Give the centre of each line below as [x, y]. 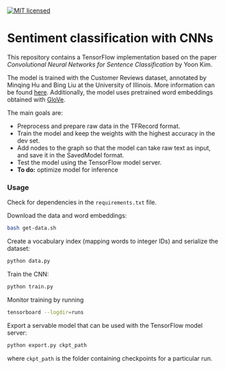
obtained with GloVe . [37, 99]
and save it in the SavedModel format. [70, 155]
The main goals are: [35, 112]
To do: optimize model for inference [67, 169]
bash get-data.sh [32, 228]
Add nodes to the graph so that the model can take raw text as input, [114, 148]
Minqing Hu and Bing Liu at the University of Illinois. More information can [111, 85]
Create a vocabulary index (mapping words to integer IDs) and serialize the [113, 241]
